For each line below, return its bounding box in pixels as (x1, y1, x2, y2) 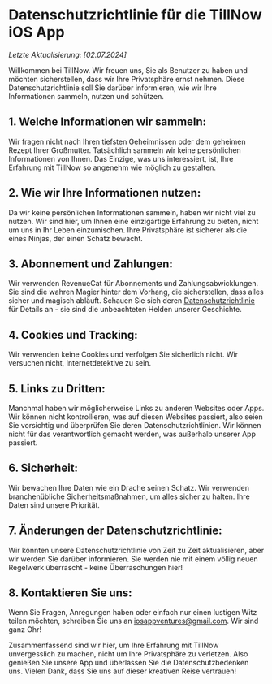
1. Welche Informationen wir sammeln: (8, 115, 207, 129)
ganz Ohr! (8, 625, 42, 634)
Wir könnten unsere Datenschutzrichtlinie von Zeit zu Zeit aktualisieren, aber (8, 545, 265, 555)
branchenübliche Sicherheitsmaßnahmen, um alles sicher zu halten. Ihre (8, 491, 250, 501)
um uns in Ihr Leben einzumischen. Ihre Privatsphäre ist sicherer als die (8, 225, 248, 235)
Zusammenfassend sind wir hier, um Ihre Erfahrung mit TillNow (8, 640, 219, 651)
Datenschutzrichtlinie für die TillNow (8, 6, 262, 24)
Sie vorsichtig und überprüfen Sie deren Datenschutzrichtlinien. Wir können (8, 421, 261, 430)
